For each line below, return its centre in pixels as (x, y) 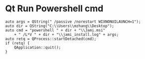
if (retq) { (17, 43)
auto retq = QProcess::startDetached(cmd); (51, 39)
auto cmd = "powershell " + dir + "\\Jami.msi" (55, 30)
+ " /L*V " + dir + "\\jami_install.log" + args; (67, 34)
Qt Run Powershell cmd (54, 9)
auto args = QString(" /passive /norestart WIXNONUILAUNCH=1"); (73, 22)
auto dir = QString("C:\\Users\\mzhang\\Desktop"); (60, 26)
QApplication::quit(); (37, 47)
